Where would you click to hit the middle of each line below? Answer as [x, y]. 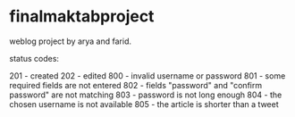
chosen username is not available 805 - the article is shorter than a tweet [144, 104]
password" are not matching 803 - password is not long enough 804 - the [146, 95]
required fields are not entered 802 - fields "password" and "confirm [135, 85]
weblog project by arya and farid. [71, 41]
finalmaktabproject [82, 17]
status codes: [34, 58]
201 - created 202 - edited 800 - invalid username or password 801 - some [147, 75]
